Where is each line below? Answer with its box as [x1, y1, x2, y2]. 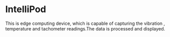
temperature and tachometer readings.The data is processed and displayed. [5, 25, 165, 31]
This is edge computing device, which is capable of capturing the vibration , [5, 20, 165, 26]
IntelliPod [5, 4, 46, 15]
